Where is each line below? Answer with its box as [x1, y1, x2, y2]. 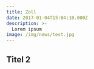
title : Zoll [6, 9, 36, 15]
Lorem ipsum [12, 26, 42, 32]
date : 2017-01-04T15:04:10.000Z [6, 15, 88, 21]
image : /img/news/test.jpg [6, 32, 75, 38]
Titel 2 [6, 54, 31, 65]
